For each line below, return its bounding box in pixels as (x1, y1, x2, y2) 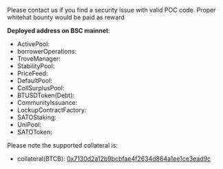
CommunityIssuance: (17, 99, 78, 106)
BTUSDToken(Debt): (17, 91, 75, 99)
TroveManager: (17, 54, 61, 63)
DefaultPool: (17, 77, 53, 85)
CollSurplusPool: (17, 84, 65, 92)
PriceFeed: (17, 69, 48, 77)
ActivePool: (17, 40, 50, 48)
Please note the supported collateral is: (7, 141, 118, 149)
